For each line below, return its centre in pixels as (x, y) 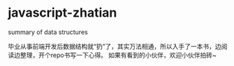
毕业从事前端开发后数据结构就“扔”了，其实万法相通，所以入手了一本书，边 (115, 46)
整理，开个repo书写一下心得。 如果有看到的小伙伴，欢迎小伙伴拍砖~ (118, 55)
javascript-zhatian (63, 13)
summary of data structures (48, 32)
